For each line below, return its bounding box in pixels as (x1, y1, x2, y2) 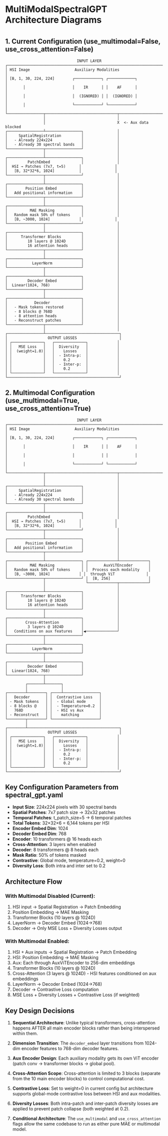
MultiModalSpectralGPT (5, 4, 107, 15)
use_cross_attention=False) (5, 45, 94, 54)
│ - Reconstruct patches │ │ (5, 318, 120, 323)
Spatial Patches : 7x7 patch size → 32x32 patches (12, 809, 116, 815)
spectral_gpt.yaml (5, 791, 63, 799)
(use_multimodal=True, (5, 396, 80, 405)
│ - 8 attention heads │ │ (5, 313, 120, 319)
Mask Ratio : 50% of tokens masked (12, 852, 86, 858)
